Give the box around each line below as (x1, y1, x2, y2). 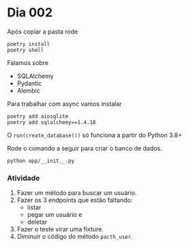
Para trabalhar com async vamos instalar (7, 99, 122, 107)
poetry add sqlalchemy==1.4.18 (7, 118, 96, 126)
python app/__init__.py (7, 157, 75, 164)
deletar (27, 218, 48, 226)
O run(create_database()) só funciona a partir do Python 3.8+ (7, 131, 182, 139)
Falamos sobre (7, 58, 49, 66)
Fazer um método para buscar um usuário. (16, 189, 137, 197)
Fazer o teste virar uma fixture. (16, 225, 104, 233)
